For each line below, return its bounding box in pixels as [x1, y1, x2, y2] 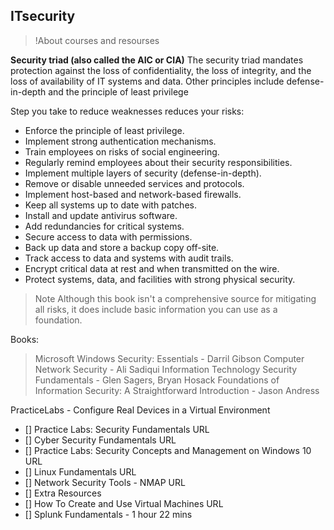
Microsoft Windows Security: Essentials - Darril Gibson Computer [34, 352, 305, 364]
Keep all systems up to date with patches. [24, 199, 197, 211]
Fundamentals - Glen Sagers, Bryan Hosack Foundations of [34, 374, 280, 386]
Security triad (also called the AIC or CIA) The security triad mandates [10, 54, 304, 66]
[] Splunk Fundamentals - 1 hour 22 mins [24, 508, 193, 520]
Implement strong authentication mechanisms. [24, 135, 217, 147]
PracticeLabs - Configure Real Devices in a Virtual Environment [10, 404, 271, 416]
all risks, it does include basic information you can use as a [34, 303, 278, 315]
